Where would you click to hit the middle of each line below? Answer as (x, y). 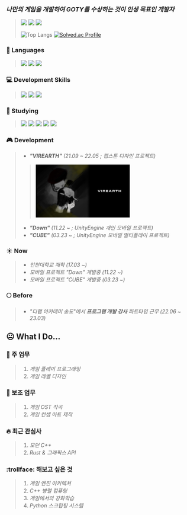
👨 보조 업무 (21, 393)
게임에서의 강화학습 (52, 498)
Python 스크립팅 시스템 (57, 506)
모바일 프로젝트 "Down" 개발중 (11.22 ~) (76, 272)
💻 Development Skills (38, 79)
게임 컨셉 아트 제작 (51, 414)
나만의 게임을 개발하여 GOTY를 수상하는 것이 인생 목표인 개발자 (90, 9)
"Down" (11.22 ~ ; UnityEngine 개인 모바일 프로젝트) (91, 228)
